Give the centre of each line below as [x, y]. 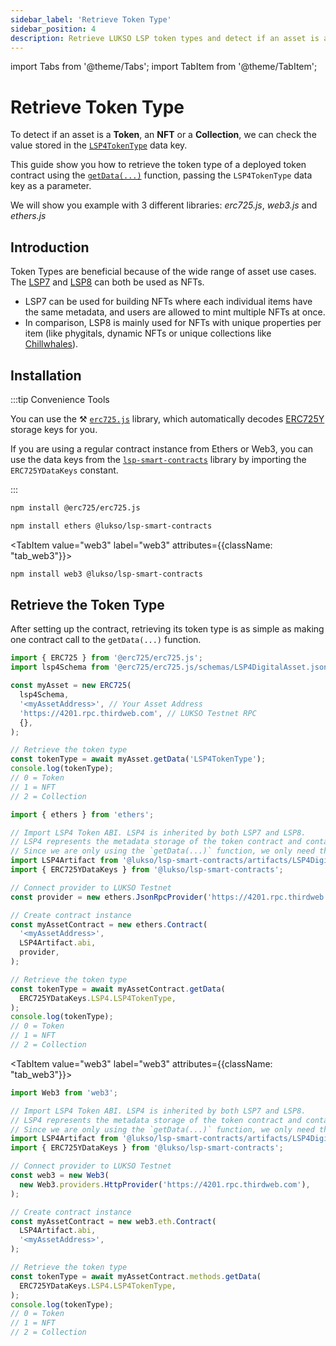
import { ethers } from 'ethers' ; [82, 814]
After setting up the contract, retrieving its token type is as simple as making [167, 629]
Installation [46, 375]
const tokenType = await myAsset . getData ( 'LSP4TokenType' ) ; [138, 759]
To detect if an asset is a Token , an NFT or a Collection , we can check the [163, 135]
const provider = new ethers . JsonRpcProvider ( [109, 897]
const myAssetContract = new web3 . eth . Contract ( [113, 1221]
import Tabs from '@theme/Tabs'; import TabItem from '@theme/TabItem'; [164, 67]
